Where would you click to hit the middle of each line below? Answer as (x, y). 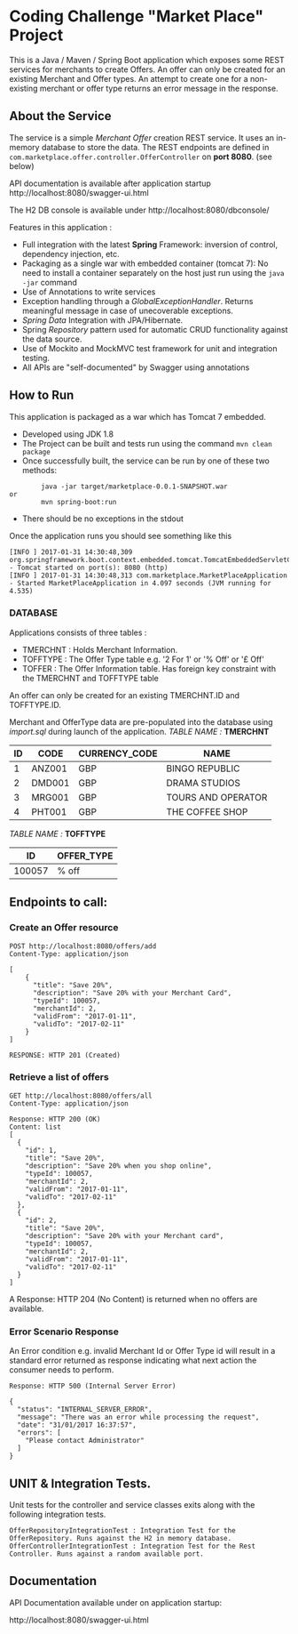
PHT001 (49, 811)
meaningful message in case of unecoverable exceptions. (127, 310)
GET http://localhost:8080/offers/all (81, 1096)
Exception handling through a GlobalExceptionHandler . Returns (137, 301)
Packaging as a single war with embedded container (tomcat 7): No (145, 263)
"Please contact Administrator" (85, 1441)
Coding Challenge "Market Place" (137, 16)
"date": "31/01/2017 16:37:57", (77, 1425)
